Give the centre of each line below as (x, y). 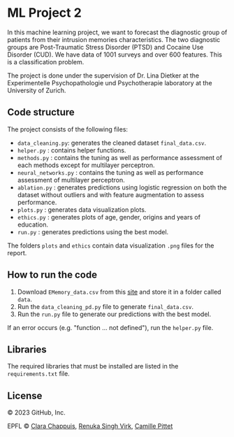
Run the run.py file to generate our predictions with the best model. (114, 314)
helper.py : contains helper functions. (72, 150)
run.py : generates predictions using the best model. (93, 231)
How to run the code (52, 275)
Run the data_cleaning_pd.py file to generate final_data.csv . (105, 306)
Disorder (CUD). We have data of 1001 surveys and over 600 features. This (115, 55)
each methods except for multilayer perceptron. (86, 165)
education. (33, 224)
